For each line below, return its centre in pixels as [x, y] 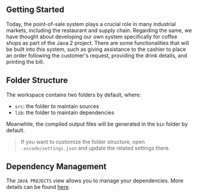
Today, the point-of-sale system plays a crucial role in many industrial [91, 24]
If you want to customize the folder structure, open [83, 142]
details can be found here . [38, 187]
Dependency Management [56, 167]
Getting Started [35, 10]
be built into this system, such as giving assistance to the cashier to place [96, 49]
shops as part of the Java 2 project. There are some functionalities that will [98, 43]
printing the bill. [25, 62]
